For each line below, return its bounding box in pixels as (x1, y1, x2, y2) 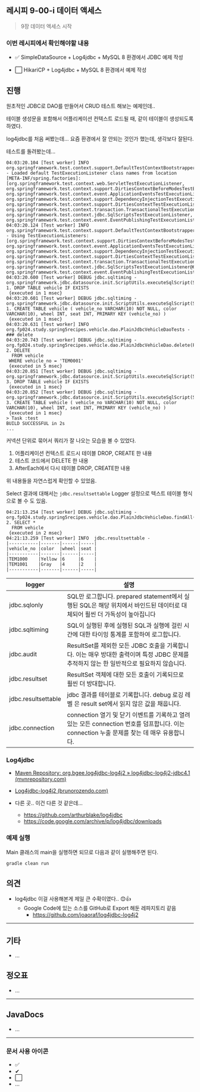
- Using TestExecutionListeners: (6, 232, 89, 238)
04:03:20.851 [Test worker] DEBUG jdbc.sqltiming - (6, 368, 137, 374)
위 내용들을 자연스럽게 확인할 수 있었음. (6, 477, 97, 484)
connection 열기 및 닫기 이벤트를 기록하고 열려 (67, 711, 190, 719)
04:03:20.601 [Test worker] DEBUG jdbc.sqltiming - (6, 295, 137, 301)
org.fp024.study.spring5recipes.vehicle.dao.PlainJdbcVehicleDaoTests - (6, 327, 190, 333)
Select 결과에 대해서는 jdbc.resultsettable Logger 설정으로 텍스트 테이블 (6, 489, 182, 497)
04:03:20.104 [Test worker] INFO (6, 160, 89, 166)
